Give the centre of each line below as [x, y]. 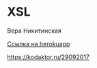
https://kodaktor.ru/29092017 [48, 57]
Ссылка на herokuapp [39, 44]
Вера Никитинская [34, 31]
